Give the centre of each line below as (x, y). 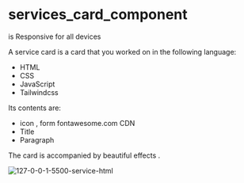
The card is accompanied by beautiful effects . (84, 155)
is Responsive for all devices (55, 36)
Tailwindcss (39, 92)
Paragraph (37, 139)
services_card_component (98, 15)
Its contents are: (35, 108)
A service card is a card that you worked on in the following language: (122, 51)
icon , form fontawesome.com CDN (77, 123)
